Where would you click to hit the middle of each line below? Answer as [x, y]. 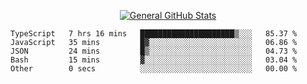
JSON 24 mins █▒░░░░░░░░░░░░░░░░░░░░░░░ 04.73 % [154, 51]
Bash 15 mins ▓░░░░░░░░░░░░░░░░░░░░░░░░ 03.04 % [154, 60]
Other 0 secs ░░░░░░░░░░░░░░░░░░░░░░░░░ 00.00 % [154, 69]
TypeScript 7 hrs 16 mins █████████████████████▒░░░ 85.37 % [154, 34]
